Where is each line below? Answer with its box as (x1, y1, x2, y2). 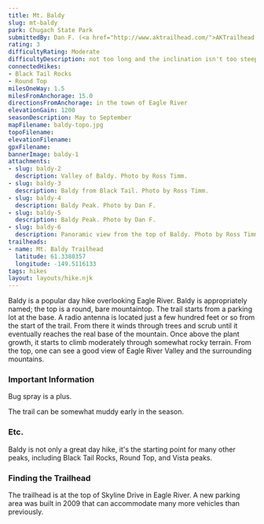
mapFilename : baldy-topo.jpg (8, 121, 104, 129)
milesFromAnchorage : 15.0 (8, 92, 93, 100)
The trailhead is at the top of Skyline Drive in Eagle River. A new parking (8, 490, 240, 500)
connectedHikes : (8, 63, 61, 71)
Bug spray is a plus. (8, 392, 72, 401)
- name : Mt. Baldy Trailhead (8, 245, 104, 253)
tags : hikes (8, 267, 47, 275)
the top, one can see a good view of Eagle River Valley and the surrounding (8, 346, 252, 356)
